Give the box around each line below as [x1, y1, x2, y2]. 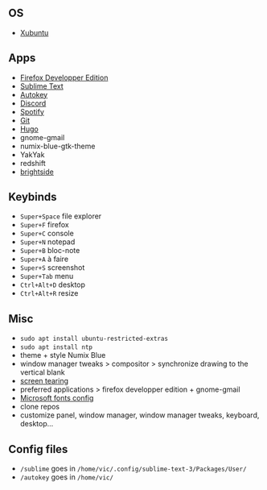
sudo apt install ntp [19, 343, 92, 351]
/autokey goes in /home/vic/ [19, 472, 114, 482]
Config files [8, 442, 68, 456]
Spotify [19, 106, 44, 116]
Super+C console [19, 229, 74, 239]
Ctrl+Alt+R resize [19, 289, 79, 298]
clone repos [19, 402, 60, 412]
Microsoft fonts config [19, 393, 94, 403]
